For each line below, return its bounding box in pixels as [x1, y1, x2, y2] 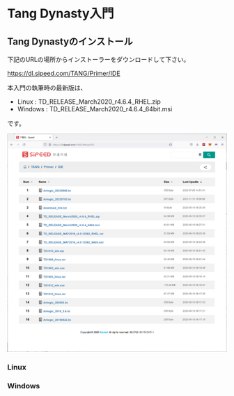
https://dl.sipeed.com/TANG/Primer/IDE [7, 70, 120, 77]
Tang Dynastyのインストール [7, 35, 134, 47]
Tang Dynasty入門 [7, 6, 114, 22]
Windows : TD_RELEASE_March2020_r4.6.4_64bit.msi [17, 105, 173, 113]
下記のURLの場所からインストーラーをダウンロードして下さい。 [7, 56, 190, 63]
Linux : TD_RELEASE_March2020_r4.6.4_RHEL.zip [17, 97, 162, 106]
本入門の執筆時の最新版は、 [7, 84, 87, 92]
